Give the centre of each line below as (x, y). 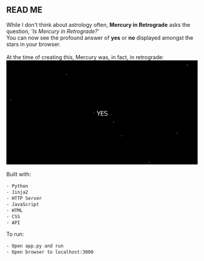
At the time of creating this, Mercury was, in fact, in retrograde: (85, 57)
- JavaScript (23, 204)
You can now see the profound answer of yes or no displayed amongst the (100, 38)
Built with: (19, 174)
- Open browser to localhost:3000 (50, 252)
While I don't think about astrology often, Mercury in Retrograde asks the (98, 24)
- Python (17, 186)
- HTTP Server (24, 198)
